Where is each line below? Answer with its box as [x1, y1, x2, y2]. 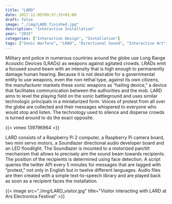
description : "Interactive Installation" [5, 27, 95, 32]
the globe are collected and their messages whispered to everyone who [5, 103, 157, 110]
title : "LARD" [5, 7, 36, 13]
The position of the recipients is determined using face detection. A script [5, 156, 161, 162]
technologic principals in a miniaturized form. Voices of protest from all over [5, 98, 165, 104]
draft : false [5, 17, 33, 22]
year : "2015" [5, 31, 33, 36]
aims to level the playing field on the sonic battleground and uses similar [5, 93, 158, 99]
